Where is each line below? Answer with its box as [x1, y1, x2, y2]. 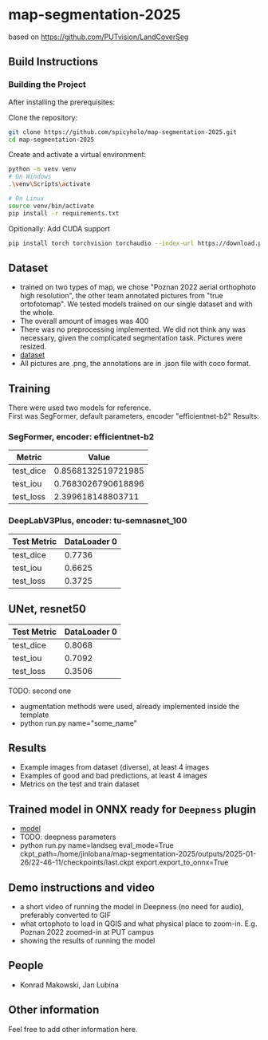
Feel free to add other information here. [8, 1024, 138, 1034]
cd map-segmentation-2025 [8, 136, 94, 144]
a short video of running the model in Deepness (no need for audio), [19, 901, 244, 911]
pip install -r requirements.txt [8, 209, 120, 217]
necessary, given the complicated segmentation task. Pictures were [19, 333, 243, 343]
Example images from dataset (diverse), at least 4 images [19, 762, 210, 772]
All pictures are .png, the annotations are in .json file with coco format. [19, 359, 251, 368]
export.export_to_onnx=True [135, 857, 229, 867]
